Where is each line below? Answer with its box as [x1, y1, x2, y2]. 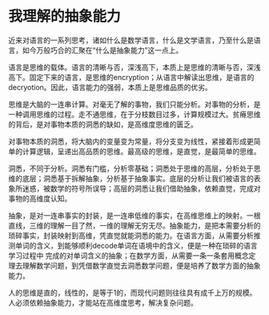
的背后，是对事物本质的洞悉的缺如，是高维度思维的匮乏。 [8, 119, 198, 129]
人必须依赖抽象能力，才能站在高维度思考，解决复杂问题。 [8, 297, 198, 307]
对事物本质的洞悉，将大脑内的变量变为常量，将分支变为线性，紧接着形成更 [8, 136, 254, 146]
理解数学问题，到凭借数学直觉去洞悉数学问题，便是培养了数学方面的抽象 [22, 260, 261, 270]
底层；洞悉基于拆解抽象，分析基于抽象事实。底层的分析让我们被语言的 [22, 173, 254, 183]
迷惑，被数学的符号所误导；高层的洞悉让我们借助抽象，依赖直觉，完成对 [22, 184, 261, 193]
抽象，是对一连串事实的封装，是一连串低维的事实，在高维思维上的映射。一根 [8, 210, 261, 220]
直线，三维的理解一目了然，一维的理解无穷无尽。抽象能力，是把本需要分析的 [8, 220, 261, 230]
